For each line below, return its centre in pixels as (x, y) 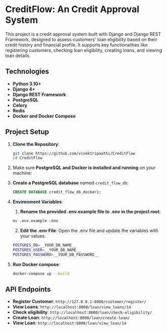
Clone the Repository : (36, 144)
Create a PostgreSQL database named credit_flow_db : (71, 183)
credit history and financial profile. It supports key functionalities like (76, 45)
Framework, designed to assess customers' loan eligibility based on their (81, 39)
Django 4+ (24, 89)
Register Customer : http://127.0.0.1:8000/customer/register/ (79, 302)
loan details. (18, 55)
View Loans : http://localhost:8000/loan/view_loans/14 (72, 307)
